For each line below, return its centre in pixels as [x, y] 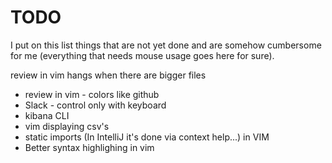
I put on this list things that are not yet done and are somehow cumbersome [166, 45]
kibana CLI [47, 115]
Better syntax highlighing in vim [89, 147]
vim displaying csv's [67, 126]
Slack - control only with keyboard [95, 105]
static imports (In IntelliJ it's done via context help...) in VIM [147, 137]
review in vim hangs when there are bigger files [108, 75]
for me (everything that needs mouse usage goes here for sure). [142, 55]
